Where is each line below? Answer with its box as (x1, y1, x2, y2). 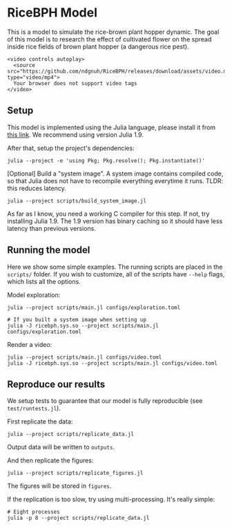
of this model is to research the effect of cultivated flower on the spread (7, 35, 212, 43)
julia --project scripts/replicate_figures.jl (7, 470, 144, 477)
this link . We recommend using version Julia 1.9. (7, 130, 144, 139)
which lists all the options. (7, 277, 81, 285)
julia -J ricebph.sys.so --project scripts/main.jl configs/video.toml (7, 359, 217, 367)
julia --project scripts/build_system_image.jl (7, 197, 147, 205)
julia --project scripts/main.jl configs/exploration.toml (7, 304, 181, 311)
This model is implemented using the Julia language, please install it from (7, 123, 216, 131)
